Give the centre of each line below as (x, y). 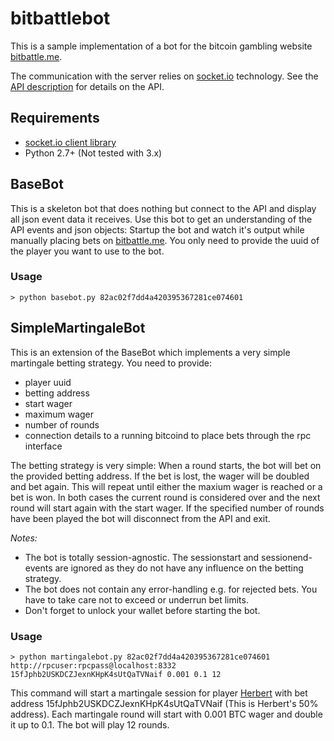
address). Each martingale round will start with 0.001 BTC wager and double (166, 714)
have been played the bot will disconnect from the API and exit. (140, 518)
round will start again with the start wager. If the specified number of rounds (167, 508)
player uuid (48, 382)
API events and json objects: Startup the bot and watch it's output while (157, 229)
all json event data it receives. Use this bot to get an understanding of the (161, 219)
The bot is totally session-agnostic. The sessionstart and (142, 557)
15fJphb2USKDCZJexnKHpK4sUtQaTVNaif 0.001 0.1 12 (116, 674)
